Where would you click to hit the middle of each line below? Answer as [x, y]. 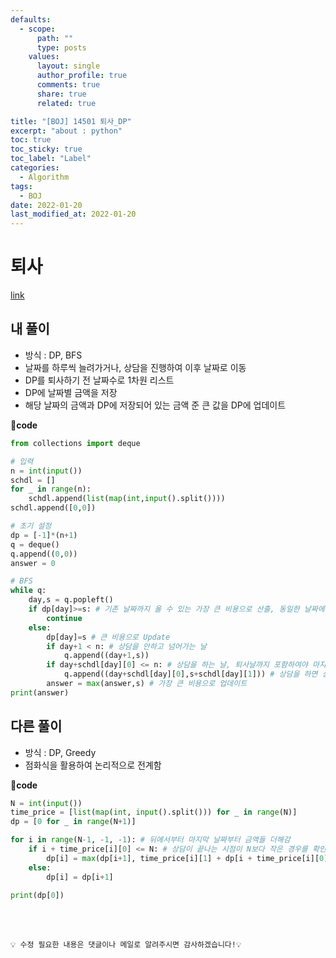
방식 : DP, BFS [53, 355]
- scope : [37, 29]
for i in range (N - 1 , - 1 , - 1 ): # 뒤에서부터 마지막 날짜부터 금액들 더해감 [150, 840]
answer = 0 [33, 563]
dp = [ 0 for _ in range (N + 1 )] [73, 822]
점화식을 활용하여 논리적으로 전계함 [93, 765]
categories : [35, 168]
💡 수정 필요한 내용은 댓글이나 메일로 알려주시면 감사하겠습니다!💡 [126, 945]
